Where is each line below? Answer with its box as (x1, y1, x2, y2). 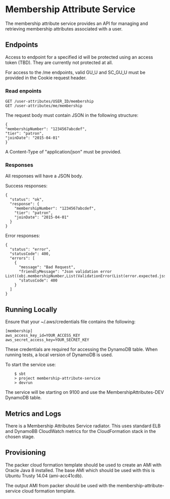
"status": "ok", (10, 197, 44, 202)
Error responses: (5, 233, 40, 239)
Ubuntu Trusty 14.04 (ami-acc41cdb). (5, 473, 83, 479)
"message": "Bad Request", (18, 265, 76, 270)
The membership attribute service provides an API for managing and (5, 20, 148, 26)
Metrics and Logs (5, 409, 62, 418)
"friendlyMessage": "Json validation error (18, 269, 112, 274)
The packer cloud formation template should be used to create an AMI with (5, 461, 162, 468)
